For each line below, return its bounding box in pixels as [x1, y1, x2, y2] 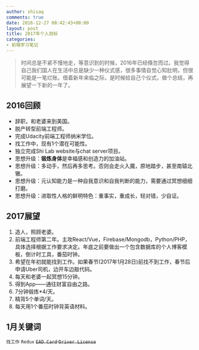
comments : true [6, 14, 44, 20]
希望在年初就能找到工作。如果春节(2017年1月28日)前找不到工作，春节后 [14, 258, 191, 265]
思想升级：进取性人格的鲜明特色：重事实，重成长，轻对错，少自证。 [14, 192, 182, 199]
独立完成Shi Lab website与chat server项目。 [14, 147, 124, 154]
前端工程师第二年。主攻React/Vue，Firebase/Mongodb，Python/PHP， [14, 236, 191, 243]
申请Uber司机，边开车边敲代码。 [14, 265, 95, 272]
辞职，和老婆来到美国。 [14, 117, 73, 125]
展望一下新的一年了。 [20, 81, 73, 88]
